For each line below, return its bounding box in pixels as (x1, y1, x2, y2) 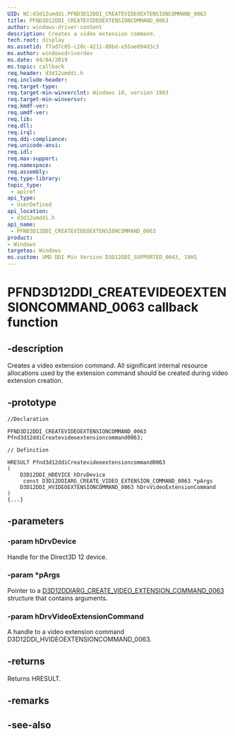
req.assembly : (7, 168, 49, 176)
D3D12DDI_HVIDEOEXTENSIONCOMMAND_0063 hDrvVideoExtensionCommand (20, 483, 217, 490)
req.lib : (7, 115, 33, 122)
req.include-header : (7, 76, 68, 84)
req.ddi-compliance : (7, 135, 68, 142)
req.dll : (7, 122, 33, 130)
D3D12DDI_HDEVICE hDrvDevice (20, 471, 106, 478)
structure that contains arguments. (7, 594, 108, 602)
